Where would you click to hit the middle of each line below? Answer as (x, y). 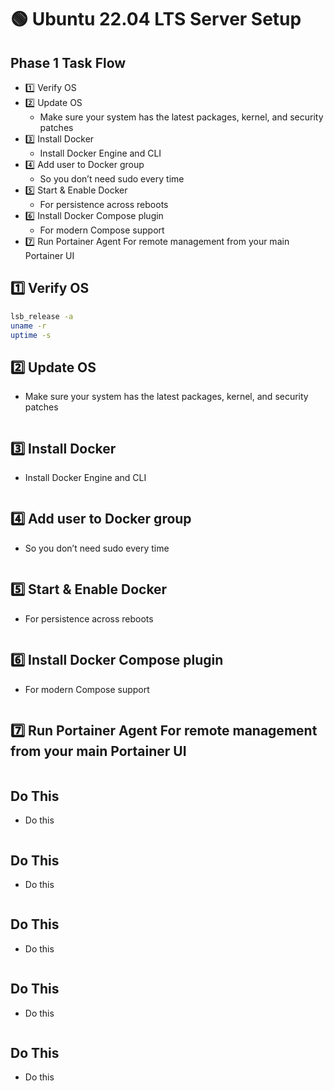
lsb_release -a (42, 316)
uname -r (28, 326)
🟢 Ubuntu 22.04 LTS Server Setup (156, 19)
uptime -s (31, 335)
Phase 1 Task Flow (68, 62)
